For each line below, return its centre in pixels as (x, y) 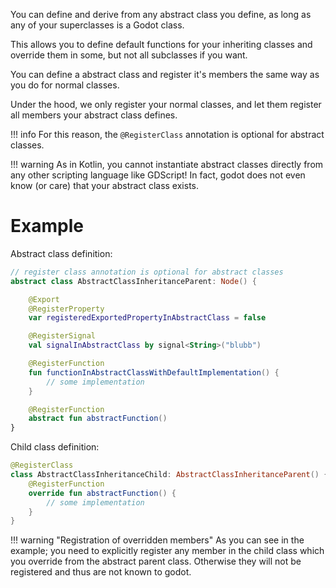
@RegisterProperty (66, 309)
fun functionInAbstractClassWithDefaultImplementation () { (154, 372)
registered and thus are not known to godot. (101, 572)
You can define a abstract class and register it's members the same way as (165, 74)
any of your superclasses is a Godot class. (97, 25)
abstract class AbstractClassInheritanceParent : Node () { (133, 281)
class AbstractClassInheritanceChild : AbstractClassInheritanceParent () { (169, 475)
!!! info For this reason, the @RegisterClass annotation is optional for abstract (167, 134)
